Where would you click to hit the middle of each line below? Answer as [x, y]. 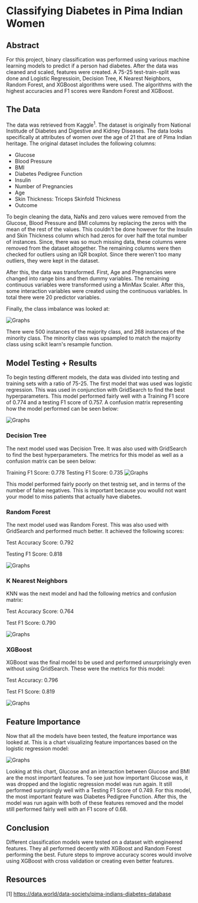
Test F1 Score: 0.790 [31, 623]
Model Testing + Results [52, 363]
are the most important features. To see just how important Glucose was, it [97, 778]
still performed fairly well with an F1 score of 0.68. [67, 810]
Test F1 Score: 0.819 [30, 692]
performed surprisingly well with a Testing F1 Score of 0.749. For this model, [99, 791]
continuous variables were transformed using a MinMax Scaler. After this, [95, 285]
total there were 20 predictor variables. [54, 298]
